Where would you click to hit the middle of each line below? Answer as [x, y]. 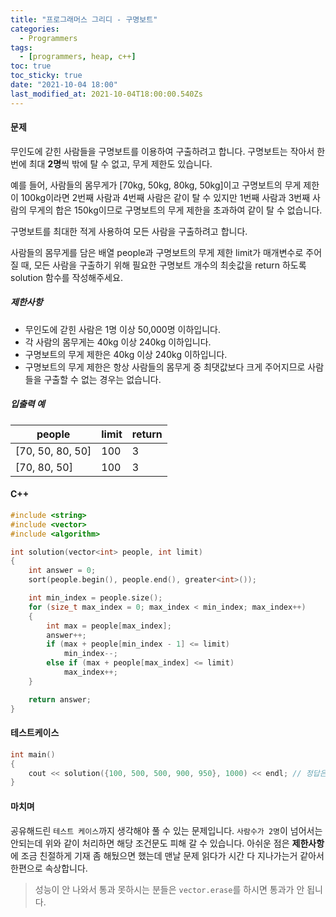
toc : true [31, 66]
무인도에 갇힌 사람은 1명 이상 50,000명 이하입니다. [122, 329]
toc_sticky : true [46, 76]
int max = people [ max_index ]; [109, 626]
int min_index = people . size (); [95, 598]
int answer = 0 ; [62, 571]
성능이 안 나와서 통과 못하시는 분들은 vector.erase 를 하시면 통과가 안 [169, 889]
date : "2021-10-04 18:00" [64, 85]
